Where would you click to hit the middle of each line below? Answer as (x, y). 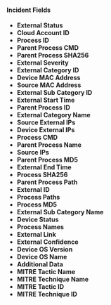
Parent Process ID (44, 108)
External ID (33, 190)
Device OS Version (45, 249)
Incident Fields (28, 10)
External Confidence (47, 242)
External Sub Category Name (60, 212)
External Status (40, 25)
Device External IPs (46, 130)
